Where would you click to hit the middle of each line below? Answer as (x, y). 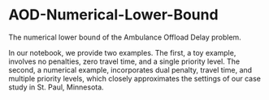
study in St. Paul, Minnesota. (56, 87)
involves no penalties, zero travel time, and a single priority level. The (124, 61)
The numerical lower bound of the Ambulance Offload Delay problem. (125, 37)
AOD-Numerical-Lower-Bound (113, 15)
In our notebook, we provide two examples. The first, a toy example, (122, 52)
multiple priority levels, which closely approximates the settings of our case (135, 78)
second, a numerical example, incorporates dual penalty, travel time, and (130, 69)
